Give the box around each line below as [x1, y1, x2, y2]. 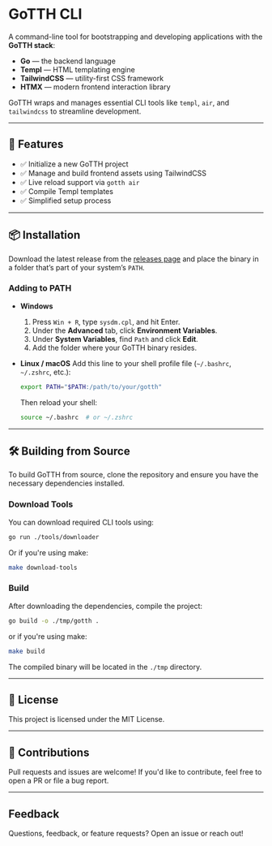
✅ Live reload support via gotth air [19, 177, 140, 187]
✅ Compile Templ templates [19, 186, 113, 196]
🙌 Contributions [8, 745, 90, 759]
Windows [19, 301, 53, 311]
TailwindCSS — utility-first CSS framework [19, 73, 164, 83]
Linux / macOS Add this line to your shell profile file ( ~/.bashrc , [19, 358, 232, 368]
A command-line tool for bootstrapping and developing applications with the [8, 32, 263, 41]
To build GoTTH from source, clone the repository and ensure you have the [8, 470, 259, 480]
